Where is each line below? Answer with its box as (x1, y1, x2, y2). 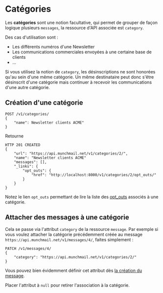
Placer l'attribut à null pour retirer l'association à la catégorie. (5, 282, 130, 288)
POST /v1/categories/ (5, 112, 49, 116)
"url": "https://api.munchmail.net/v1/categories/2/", (14, 151, 128, 156)
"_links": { (14, 164, 38, 169)
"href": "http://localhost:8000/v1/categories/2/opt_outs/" (31, 172, 157, 177)
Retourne (5, 133, 24, 139)
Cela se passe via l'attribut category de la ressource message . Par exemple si (5, 226, 158, 232)
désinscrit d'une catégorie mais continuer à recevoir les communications (5, 79, 152, 85)
